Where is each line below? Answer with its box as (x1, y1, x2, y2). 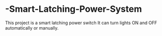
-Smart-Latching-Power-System (5, 3, 142, 15)
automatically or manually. (5, 25, 58, 31)
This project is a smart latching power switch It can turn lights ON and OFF (5, 20, 158, 26)
